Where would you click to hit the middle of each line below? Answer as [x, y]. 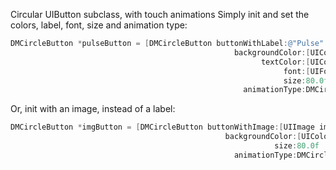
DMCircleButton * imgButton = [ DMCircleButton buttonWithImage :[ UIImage [162, 127]
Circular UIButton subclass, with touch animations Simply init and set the [160, 14]
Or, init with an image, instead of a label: [93, 109]
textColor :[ [285, 62]
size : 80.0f [297, 146]
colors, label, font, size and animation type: [99, 25]
